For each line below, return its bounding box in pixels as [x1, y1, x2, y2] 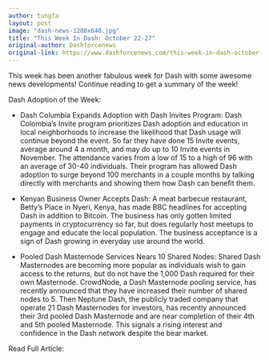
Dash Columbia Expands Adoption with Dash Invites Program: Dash [19, 110, 243, 120]
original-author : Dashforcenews [8, 42, 116, 50]
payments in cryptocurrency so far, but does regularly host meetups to [19, 219, 254, 229]
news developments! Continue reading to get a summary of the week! [8, 79, 239, 89]
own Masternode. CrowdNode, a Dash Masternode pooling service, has [19, 278, 257, 286]
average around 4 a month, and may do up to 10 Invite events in [19, 145, 231, 154]
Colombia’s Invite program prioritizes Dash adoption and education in [19, 119, 248, 128]
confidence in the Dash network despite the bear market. [19, 329, 209, 338]
